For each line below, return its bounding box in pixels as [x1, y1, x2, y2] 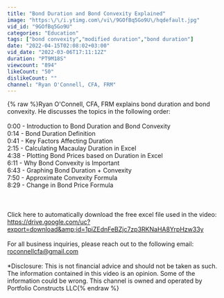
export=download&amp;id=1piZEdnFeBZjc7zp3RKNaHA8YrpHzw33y [7, 225, 204, 234]
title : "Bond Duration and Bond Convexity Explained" [7, 10, 166, 17]
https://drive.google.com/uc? [7, 218, 91, 226]
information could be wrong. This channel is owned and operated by [7, 277, 203, 285]
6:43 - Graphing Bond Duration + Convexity [7, 166, 132, 175]
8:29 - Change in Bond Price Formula [7, 181, 114, 189]
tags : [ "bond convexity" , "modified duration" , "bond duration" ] [7, 36, 194, 43]
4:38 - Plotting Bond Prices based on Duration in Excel [7, 152, 163, 160]
